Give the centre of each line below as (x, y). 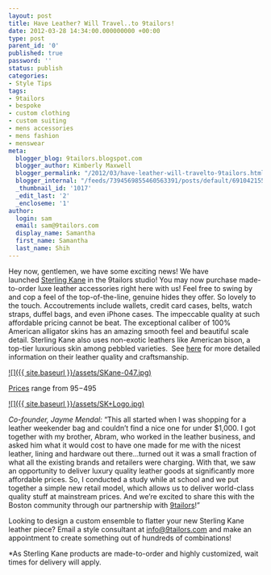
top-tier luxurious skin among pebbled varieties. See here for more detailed (134, 348)
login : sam (34, 219)
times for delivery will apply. (55, 562)
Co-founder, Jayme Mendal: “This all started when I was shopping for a (127, 419)
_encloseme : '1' (43, 203)
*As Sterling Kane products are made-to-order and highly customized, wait (133, 553)
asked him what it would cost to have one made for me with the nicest (125, 445)
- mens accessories (41, 128)
